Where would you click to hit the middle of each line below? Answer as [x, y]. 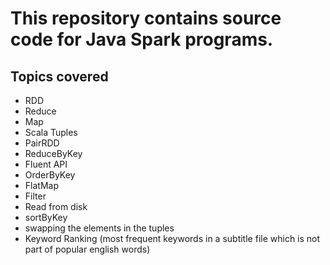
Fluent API [46, 164]
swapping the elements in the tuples [99, 228]
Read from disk [56, 206]
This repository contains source [146, 18]
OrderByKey [50, 175]
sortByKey [46, 217]
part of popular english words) [87, 249]
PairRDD [42, 143]
